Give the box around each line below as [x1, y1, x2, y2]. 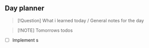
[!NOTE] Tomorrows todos [17, 27, 73, 33]
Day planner [5, 4, 45, 13]
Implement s [12, 37, 39, 43]
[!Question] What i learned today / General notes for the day [17, 17, 144, 23]
